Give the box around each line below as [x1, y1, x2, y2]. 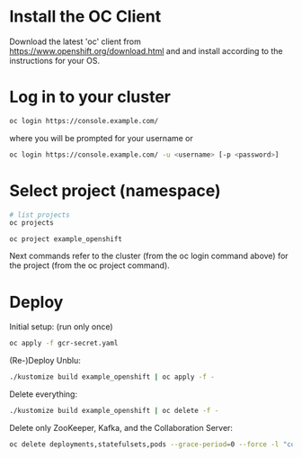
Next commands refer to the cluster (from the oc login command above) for [9, 250, 289, 262]
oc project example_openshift [9, 235, 123, 244]
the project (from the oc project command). [9, 260, 171, 271]
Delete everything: [9, 389, 78, 400]
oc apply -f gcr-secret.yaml [9, 339, 119, 348]
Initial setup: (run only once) [9, 321, 114, 332]
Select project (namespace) [9, 180, 222, 201]
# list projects [9, 210, 70, 220]
